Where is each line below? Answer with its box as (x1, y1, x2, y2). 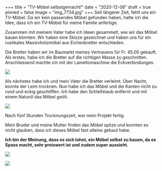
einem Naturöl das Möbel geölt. (5, 94, 68, 99)
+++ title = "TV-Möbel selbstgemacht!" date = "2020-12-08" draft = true (5, 4, 151, 10)
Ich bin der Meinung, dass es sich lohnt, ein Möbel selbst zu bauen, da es (5, 137, 156, 143)
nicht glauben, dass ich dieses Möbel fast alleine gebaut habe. (5, 127, 131, 133)
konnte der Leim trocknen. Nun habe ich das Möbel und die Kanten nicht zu (5, 83, 157, 89)
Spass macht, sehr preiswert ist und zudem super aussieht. (5, 142, 128, 147)
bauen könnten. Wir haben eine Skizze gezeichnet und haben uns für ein (5, 34, 151, 40)
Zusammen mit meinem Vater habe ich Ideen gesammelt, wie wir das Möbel (5, 29, 158, 35)
